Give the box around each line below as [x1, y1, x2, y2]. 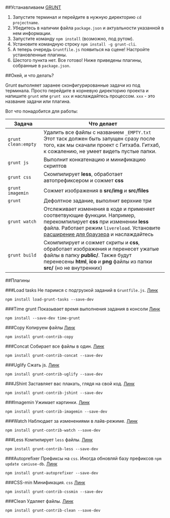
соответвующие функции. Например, [44, 212, 136, 218]
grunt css [8, 174, 31, 180]
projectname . [12, 20, 39, 25]
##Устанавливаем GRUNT [5, 5, 62, 10]
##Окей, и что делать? [5, 72, 54, 78]
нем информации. [12, 30, 52, 36]
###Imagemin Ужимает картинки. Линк [5, 399, 90, 405]
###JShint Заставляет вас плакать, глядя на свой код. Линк [5, 381, 135, 387]
